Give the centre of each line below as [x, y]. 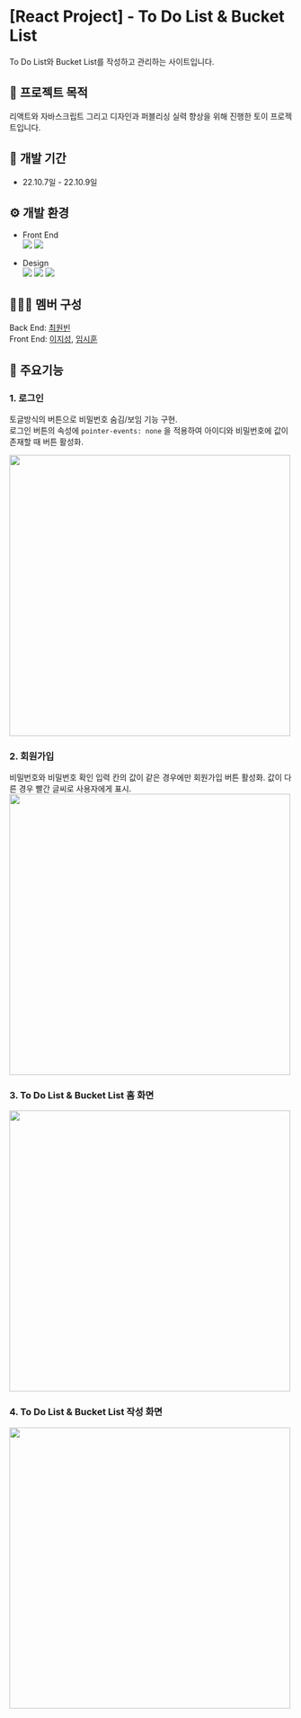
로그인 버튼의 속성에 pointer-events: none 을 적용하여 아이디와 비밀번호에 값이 [149, 430]
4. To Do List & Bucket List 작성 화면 [86, 1412]
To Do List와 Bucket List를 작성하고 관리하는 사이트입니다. [112, 61]
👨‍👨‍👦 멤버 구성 [46, 304]
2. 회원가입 [32, 756]
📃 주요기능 [37, 370]
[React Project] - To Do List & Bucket [147, 17]
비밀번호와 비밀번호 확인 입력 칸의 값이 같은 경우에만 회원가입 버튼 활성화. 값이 [146, 778]
